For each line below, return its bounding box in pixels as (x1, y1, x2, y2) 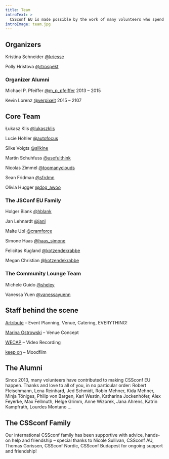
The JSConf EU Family (5, 197, 62, 204)
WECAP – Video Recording (5, 339, 61, 345)
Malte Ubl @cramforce (5, 228, 53, 234)
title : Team (5, 7, 30, 13)
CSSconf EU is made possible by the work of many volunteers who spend (10, 17, 164, 22)
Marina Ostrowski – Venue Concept (5, 329, 79, 336)
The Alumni (5, 363, 43, 372)
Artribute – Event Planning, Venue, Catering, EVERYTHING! (5, 319, 128, 325)
